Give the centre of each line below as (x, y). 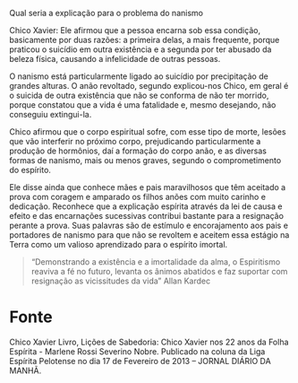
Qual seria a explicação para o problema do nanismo (106, 13)
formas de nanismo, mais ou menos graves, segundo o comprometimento (145, 160)
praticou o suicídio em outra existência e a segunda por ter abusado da (140, 49)
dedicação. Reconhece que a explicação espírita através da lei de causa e (146, 206)
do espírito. (30, 170)
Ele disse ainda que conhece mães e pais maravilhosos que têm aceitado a (148, 187)
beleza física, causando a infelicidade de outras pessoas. (115, 59)
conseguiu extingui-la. (51, 114)
